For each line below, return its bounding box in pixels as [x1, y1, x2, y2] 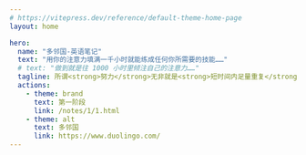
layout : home [9, 22, 59, 31]
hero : [9, 38, 30, 47]
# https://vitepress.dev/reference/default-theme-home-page [9, 13, 243, 23]
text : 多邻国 [33, 123, 79, 132]
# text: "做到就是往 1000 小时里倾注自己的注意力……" [17, 64, 200, 73]
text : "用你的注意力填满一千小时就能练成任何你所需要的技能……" [17, 56, 229, 65]
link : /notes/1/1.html [33, 106, 120, 115]
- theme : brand [25, 88, 84, 98]
